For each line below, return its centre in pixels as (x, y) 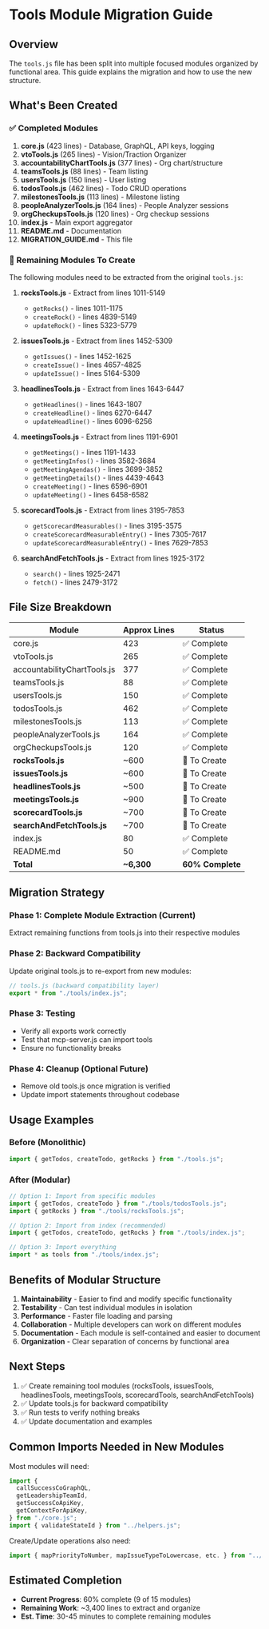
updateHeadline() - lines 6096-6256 (92, 421)
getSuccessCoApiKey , (50, 1503)
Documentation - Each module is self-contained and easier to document (140, 1332)
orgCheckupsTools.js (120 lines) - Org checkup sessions (115, 214)
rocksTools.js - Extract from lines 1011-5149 (93, 293)
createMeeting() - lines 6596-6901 (90, 486)
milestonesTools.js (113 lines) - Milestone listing (100, 197)
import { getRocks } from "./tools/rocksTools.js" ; (97, 1211)
